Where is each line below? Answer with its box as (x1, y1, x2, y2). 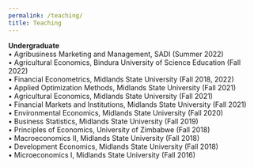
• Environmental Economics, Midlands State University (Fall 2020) (8, 108, 224, 117)
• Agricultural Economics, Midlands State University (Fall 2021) (8, 91, 214, 101)
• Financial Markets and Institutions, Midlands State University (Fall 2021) (8, 100, 247, 109)
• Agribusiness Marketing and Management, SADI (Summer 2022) (8, 49, 224, 59)
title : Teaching (8, 19, 62, 27)
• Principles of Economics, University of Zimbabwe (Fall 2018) (8, 124, 210, 135)
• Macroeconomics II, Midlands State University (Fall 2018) (8, 133, 200, 142)
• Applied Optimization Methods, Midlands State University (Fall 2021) (8, 82, 237, 92)
